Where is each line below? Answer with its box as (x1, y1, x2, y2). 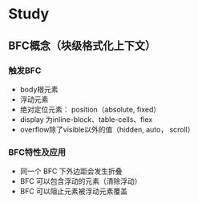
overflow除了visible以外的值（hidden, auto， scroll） (19, 124, 195, 134)
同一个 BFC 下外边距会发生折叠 (19, 166, 123, 177)
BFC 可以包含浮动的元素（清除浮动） (19, 177, 142, 186)
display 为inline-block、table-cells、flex (19, 114, 153, 124)
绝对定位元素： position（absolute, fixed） (19, 104, 161, 114)
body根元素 (19, 84, 59, 94)
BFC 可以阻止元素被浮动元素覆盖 (19, 186, 128, 197)
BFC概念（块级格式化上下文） (8, 39, 156, 52)
